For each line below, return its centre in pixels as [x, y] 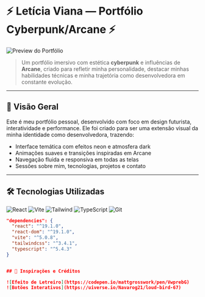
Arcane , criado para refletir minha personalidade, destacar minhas [105, 69]
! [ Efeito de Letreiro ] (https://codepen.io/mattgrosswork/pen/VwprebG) [98, 282]
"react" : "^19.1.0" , [38, 226]
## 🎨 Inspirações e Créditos [43, 271]
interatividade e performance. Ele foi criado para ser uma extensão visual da [102, 128]
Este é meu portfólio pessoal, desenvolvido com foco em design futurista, [99, 122]
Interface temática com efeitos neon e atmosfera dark [83, 146]
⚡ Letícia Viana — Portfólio [75, 11]
